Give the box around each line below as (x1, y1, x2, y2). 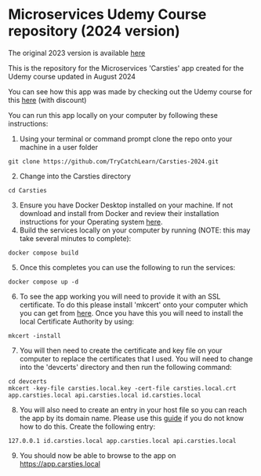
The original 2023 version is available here (8, 48, 146, 57)
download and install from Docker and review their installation (19, 208, 219, 218)
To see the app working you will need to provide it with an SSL (19, 291, 221, 301)
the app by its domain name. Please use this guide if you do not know (19, 413, 245, 423)
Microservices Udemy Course (8, 5, 207, 24)
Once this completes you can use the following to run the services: (19, 262, 236, 272)
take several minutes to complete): (19, 233, 132, 243)
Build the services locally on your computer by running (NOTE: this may (19, 225, 251, 235)
